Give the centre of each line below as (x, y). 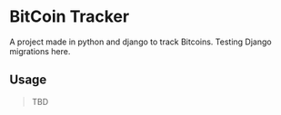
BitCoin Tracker (70, 17)
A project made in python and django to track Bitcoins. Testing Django (140, 42)
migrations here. (40, 51)
